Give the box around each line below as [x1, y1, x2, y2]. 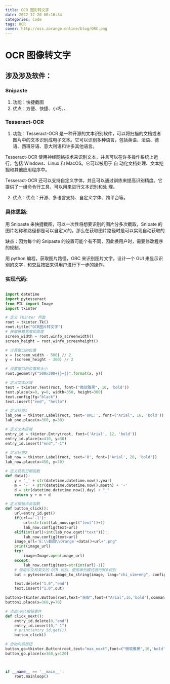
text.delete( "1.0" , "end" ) [14, 581, 69, 586]
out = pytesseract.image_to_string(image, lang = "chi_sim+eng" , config [14, 572, 166, 577]
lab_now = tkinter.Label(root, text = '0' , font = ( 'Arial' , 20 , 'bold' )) [5, 455, 157, 460]
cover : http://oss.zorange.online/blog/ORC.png [5, 26, 108, 31]
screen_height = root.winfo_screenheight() [5, 338, 99, 344]
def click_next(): [5, 614, 44, 619]
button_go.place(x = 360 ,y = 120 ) [5, 651, 69, 656]
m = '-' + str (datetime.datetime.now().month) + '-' [14, 483, 128, 488]
